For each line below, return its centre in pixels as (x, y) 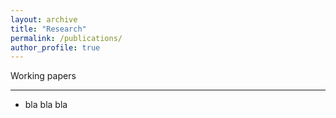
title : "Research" (48, 29)
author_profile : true (55, 47)
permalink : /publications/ (66, 38)
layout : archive (44, 19)
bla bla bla (46, 105)
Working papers (43, 76)
